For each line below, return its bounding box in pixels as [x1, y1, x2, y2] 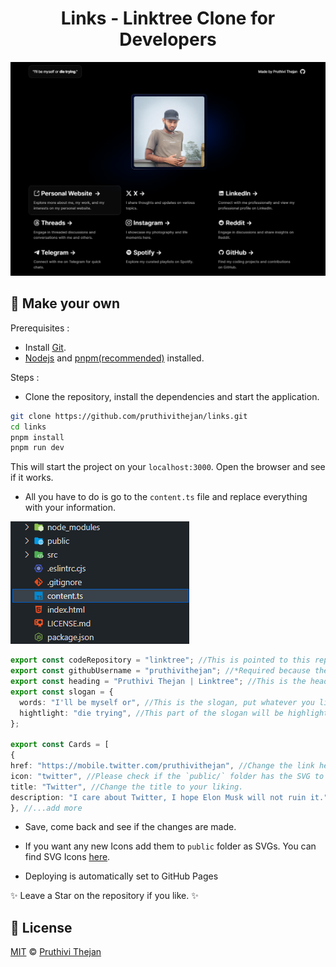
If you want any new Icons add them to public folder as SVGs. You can [24, 840, 317, 852]
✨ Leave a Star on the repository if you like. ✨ [10, 890, 199, 902]
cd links [10, 422, 47, 432]
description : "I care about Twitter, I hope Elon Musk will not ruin [10, 792, 307, 802]
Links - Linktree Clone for [60, 7, 276, 30]
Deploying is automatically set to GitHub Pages [24, 870, 219, 882]
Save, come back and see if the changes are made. [24, 821, 237, 833]
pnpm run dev [10, 443, 65, 453]
